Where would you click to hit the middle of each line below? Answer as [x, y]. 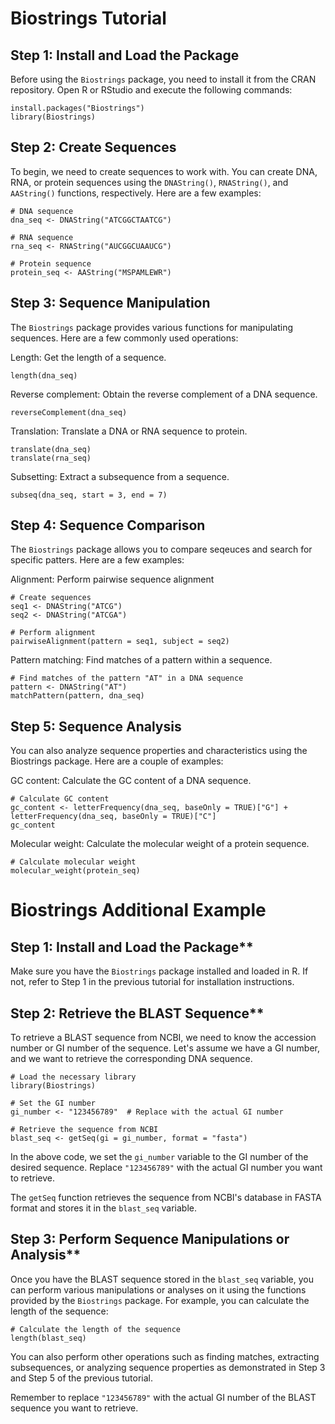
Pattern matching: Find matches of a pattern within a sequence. [141, 660]
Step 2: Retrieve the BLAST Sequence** [137, 1013]
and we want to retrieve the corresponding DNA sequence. [131, 1059]
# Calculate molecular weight [73, 862]
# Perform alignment [53, 633]
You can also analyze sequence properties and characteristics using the [159, 751]
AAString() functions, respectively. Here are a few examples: [136, 193]
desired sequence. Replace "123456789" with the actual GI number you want [166, 1168]
